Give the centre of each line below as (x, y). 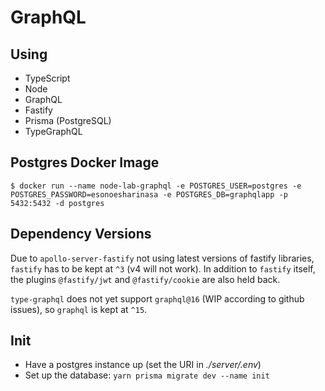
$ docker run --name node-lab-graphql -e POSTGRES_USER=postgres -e (156, 186)
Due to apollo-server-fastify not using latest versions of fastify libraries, (162, 258)
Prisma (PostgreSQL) (68, 120)
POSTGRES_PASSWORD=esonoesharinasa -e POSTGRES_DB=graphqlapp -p (149, 194)
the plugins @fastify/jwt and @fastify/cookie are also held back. (145, 279)
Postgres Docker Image (85, 162)
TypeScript (47, 78)
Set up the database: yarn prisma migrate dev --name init (147, 375)
